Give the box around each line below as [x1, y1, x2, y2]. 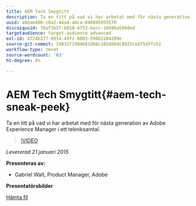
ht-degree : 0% [6, 57, 41, 63]
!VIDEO [20, 137, 38, 144]
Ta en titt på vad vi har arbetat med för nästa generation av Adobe [6, 119, 166, 126]
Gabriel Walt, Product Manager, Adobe [14, 171, 108, 178]
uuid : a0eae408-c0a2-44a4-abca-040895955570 [6, 19, 117, 25]
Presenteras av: [6, 160, 46, 167]
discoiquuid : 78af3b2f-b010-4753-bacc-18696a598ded [6, 25, 135, 31]
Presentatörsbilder [6, 183, 53, 190]
